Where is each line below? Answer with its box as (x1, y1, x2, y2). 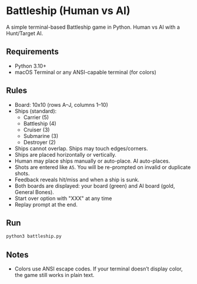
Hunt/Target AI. (6, 29, 44, 36)
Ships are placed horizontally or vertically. (14, 151, 116, 158)
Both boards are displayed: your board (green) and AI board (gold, (14, 182, 175, 189)
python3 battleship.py (6, 234, 62, 239)
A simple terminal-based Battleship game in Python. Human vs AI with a (6, 23, 181, 31)
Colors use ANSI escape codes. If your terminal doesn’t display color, (14, 265, 183, 272)
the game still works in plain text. (14, 272, 95, 279)
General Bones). (14, 188, 54, 195)
